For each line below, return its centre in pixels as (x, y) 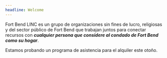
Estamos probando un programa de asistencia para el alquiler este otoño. (81, 50)
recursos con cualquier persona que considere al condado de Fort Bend (82, 35)
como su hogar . (22, 40)
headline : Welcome (24, 10)
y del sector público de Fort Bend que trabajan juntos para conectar (76, 30)
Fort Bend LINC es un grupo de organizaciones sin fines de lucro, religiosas (84, 24)
